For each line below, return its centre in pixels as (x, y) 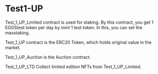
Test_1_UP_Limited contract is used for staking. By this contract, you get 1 (79, 22)
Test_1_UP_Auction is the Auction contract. (48, 57)
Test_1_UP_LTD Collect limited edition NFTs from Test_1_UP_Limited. (73, 67)
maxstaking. (17, 33)
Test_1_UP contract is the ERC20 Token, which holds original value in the (78, 42)
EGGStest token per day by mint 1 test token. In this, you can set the (74, 27)
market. (13, 47)
